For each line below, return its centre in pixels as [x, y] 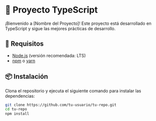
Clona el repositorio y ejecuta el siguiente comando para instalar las [73, 91]
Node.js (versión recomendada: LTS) [49, 55]
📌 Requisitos [24, 44]
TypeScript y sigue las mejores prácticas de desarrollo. [60, 28]
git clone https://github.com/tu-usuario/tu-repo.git [61, 105]
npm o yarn [24, 61]
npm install [17, 114]
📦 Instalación [27, 77]
